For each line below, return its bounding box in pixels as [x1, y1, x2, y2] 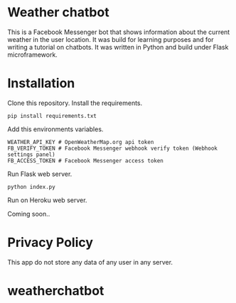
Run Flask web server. [7, 170, 73, 178]
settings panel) [7, 150, 55, 158]
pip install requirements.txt [7, 112, 97, 119]
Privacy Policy [7, 235, 94, 250]
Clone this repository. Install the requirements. [7, 99, 143, 107]
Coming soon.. [7, 209, 50, 218]
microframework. [7, 50, 58, 59]
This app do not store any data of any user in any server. [7, 258, 173, 266]
